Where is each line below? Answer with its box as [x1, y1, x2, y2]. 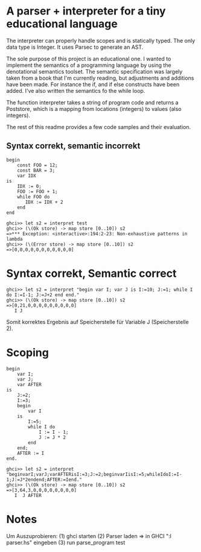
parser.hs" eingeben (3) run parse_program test [6, 539, 126, 546]
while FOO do [17, 194, 50, 200]
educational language [6, 17, 118, 31]
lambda [6, 236, 23, 242]
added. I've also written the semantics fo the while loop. [6, 87, 145, 94]
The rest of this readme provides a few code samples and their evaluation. [6, 123, 191, 130]
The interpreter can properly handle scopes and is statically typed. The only [6, 37, 196, 44]
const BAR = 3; [17, 167, 56, 173]
